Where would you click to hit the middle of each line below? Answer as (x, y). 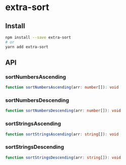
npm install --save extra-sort (38, 37)
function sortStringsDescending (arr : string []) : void (63, 157)
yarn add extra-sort (27, 47)
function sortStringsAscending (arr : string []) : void (62, 134)
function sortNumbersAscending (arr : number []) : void (62, 87)
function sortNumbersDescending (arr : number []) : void (63, 111)
